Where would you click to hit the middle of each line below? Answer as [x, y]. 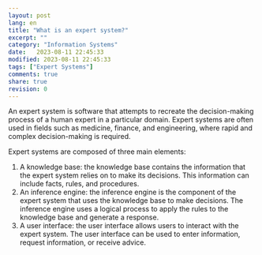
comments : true [33, 74]
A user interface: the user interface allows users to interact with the [129, 226]
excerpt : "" [28, 37]
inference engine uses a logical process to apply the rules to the [124, 209]
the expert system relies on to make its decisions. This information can [135, 175]
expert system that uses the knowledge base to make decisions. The [131, 201]
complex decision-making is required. [70, 137]
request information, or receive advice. [82, 242]
